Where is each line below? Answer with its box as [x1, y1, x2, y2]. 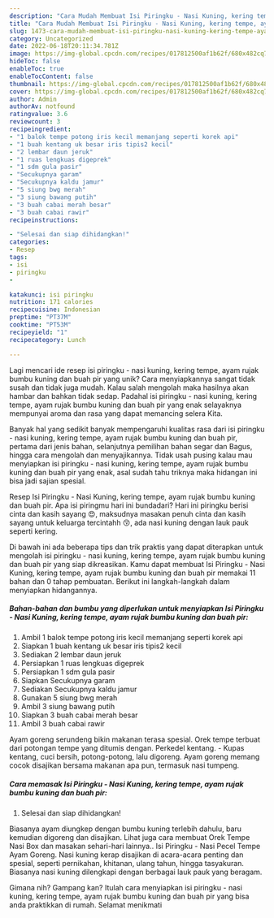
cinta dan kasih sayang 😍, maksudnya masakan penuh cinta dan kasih [9, 509, 246, 518]
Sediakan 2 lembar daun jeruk [20, 650, 122, 660]
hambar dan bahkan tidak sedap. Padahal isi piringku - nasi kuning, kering [9, 391, 258, 401]
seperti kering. [9, 526, 58, 536]
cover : [9, 87, 32, 96]
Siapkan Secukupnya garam [20, 676, 115, 686]
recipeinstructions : [9, 216, 80, 224]
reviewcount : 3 [9, 118, 61, 126]
